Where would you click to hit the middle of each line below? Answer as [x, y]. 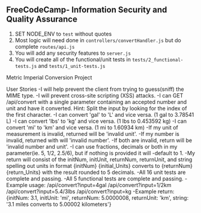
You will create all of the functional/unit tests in [73, 59]
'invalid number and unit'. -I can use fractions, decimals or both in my [92, 146]
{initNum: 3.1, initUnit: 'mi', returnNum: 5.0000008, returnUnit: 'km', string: [97, 197]
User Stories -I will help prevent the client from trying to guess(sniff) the [95, 89]
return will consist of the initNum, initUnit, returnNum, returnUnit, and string [99, 159]
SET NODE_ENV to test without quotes [63, 34]
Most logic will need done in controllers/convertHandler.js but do [98, 40]
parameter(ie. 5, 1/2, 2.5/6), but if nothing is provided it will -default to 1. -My [101, 153]
